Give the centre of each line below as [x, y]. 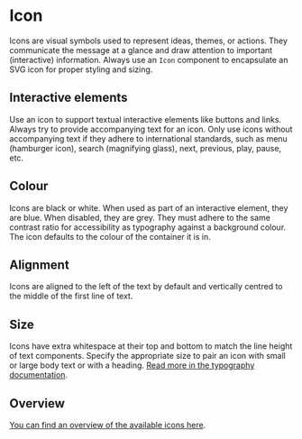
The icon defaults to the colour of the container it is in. [110, 236]
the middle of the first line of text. [71, 296]
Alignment [39, 265]
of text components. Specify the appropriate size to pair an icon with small [147, 356]
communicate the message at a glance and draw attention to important [141, 50]
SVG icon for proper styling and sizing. [81, 69]
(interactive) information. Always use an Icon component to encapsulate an [149, 59]
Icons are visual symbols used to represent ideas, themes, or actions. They [149, 41]
